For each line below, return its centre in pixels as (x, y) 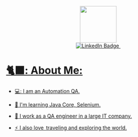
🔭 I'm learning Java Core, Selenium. (58, 104)
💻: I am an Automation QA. (47, 91)
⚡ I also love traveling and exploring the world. (71, 128)
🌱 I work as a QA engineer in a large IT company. (73, 116)
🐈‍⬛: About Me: (44, 71)
